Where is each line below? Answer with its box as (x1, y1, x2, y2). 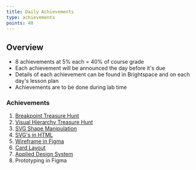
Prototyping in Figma (14, 157, 68, 164)
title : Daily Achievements (6, 8, 74, 15)
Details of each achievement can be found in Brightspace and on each (14, 71, 190, 78)
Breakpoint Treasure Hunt (14, 112, 80, 120)
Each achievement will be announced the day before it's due (14, 64, 166, 72)
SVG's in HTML (14, 132, 53, 139)
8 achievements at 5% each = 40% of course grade (14, 58, 144, 65)
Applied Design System (14, 151, 74, 158)
